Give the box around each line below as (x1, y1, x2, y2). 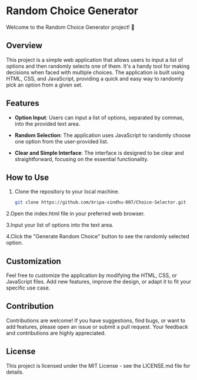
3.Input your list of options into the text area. (6, 222, 113, 229)
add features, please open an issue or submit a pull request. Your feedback (6, 323, 188, 330)
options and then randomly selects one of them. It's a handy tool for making (6, 62, 190, 69)
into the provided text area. (14, 120, 81, 127)
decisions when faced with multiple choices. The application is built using (6, 69, 185, 76)
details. (6, 368, 24, 375)
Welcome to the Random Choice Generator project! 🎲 (6, 24, 135, 31)
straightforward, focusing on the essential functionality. (14, 155, 149, 162)
